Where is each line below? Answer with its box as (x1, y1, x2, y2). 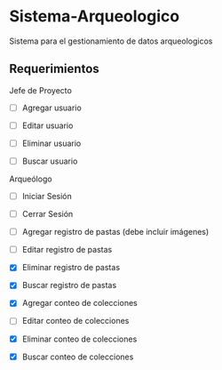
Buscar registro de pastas (21, 280, 117, 291)
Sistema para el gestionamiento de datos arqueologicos (9, 36, 213, 46)
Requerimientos (9, 61, 99, 76)
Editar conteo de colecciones (21, 316, 130, 326)
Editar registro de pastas (21, 245, 113, 255)
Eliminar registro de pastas (21, 262, 121, 273)
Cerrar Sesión (21, 209, 74, 220)
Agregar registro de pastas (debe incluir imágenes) (21, 227, 210, 237)
